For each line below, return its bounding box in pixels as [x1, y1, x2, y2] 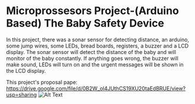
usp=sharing [6, 91, 37, 98]
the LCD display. [6, 67, 46, 74]
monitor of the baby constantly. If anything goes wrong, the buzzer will [6, 55, 178, 62]
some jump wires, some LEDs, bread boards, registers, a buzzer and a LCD [6, 42, 189, 49]
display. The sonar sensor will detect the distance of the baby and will [6, 48, 176, 55]
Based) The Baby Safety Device [6, 16, 164, 30]
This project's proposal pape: [6, 78, 78, 86]
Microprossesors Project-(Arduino [6, 4, 179, 18]
